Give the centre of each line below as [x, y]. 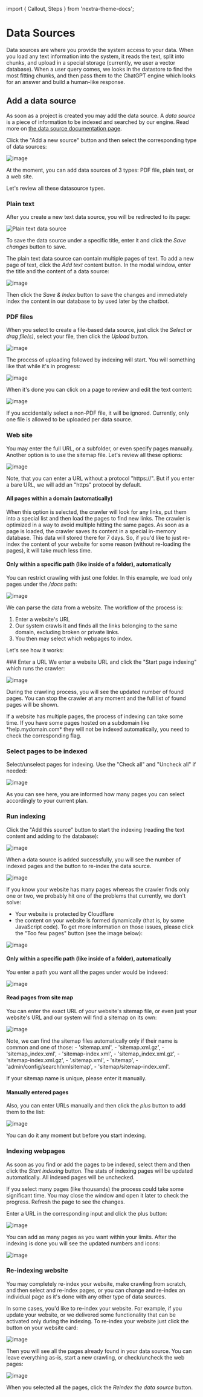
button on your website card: [42, 1327]
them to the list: [26, 1112]
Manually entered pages [37, 1092]
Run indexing [26, 817]
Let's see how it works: [35, 650]
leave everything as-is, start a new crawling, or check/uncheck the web [95, 1357]
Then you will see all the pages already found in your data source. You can [99, 1351]
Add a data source [41, 101]
